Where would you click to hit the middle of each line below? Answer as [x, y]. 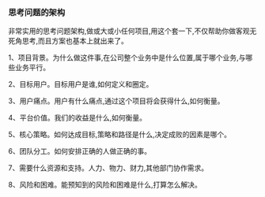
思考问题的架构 [37, 12]
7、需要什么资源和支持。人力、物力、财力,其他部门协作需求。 [108, 168]
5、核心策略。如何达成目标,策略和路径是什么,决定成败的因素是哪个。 [120, 135]
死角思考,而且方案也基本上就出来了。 [68, 41]
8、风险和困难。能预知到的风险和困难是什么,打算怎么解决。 [105, 185]
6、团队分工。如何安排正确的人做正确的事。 [80, 151]
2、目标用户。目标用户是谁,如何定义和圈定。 [81, 84]
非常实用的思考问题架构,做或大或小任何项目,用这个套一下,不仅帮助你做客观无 [132, 31]
